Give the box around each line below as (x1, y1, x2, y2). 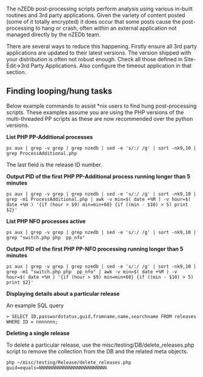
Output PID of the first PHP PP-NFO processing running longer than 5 (6, 245, 184, 253)
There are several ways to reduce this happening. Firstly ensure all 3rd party (6, 42, 197, 50)
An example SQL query (6, 302, 64, 309)
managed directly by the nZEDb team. (6, 31, 101, 38)
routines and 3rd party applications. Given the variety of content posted (6, 12, 185, 19)
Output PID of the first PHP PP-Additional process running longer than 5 (6, 172, 191, 180)
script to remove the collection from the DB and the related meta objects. (6, 347, 188, 355)
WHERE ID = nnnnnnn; (6, 319, 59, 325)
